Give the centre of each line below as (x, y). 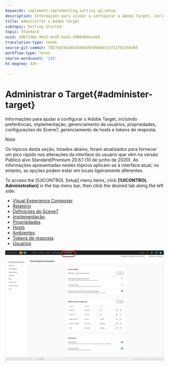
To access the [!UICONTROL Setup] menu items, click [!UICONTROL (76, 180)
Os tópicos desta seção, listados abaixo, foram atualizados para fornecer (81, 149)
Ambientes (24, 233)
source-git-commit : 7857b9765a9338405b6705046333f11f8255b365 (72, 48)
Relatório (22, 206)
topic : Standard (22, 32)
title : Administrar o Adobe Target (43, 21)
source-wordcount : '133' (31, 58)
